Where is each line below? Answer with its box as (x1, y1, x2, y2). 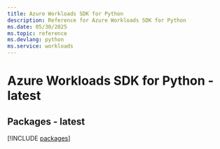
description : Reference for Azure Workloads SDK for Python (7, 17, 187, 24)
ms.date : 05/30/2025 (7, 23, 68, 30)
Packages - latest (7, 115, 85, 127)
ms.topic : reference (7, 29, 68, 37)
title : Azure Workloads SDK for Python (7, 10, 124, 17)
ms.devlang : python (7, 36, 64, 43)
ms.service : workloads (7, 43, 74, 50)
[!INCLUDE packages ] (7, 134, 71, 142)
